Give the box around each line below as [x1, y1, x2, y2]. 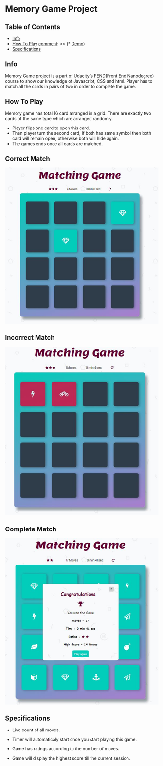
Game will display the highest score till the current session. [12, 755, 130, 761]
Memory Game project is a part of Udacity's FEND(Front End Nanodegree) [5, 73, 154, 79]
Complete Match [5, 525, 57, 533]
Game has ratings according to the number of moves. [12, 746, 119, 752]
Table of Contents [5, 23, 61, 31]
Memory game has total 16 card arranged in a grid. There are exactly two [5, 110, 152, 116]
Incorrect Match [5, 333, 55, 342]
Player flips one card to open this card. [12, 125, 90, 131]
